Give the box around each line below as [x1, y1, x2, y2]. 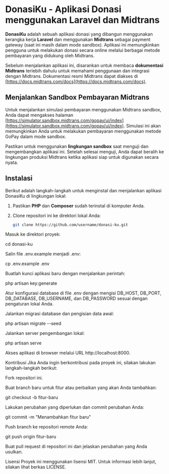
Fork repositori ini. [5, 375, 43, 381]
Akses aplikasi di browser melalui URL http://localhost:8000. [5, 350, 131, 356]
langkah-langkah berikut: [5, 365, 58, 371]
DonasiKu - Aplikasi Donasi [5, 4, 122, 15]
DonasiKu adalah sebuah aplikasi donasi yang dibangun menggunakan [5, 31, 153, 37]
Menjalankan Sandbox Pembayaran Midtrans [5, 93, 150, 102]
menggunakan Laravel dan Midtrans [5, 14, 160, 26]
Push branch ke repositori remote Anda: [5, 424, 88, 430]
